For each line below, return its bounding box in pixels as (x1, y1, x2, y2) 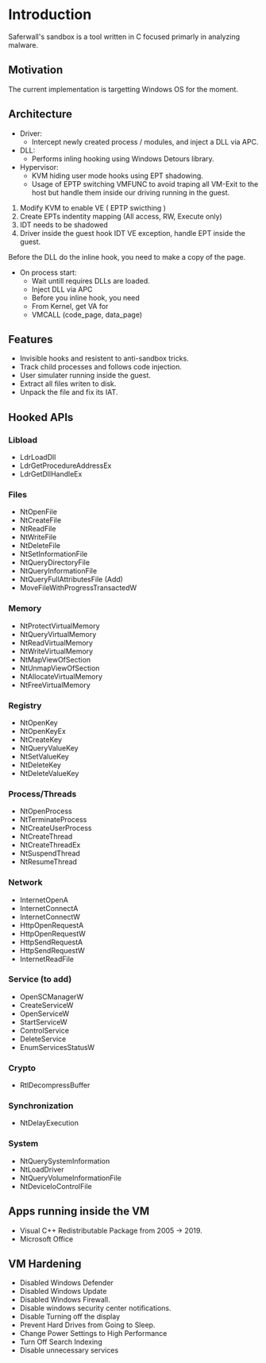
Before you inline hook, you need (31, 292, 141, 303)
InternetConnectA (19, 903, 79, 913)
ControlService (19, 1025, 70, 1035)
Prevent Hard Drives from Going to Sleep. (19, 1320, 156, 1330)
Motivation (8, 64, 64, 77)
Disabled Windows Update (19, 1287, 107, 1296)
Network (8, 877, 43, 888)
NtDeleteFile (19, 541, 61, 550)
